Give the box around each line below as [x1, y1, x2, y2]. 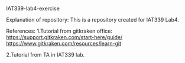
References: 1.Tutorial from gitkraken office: [6, 27, 112, 34]
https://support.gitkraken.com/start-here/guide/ [6, 34, 123, 40]
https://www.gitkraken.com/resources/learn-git [6, 40, 122, 47]
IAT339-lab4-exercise [6, 5, 60, 12]
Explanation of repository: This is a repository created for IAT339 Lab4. [6, 16, 179, 23]
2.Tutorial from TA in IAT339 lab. [6, 51, 85, 58]
